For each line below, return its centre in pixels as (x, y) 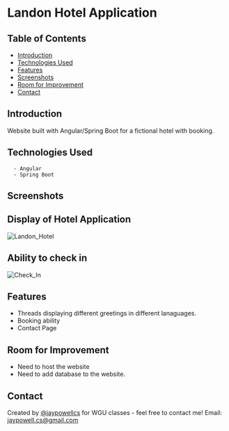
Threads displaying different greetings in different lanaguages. (107, 314)
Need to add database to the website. (71, 374)
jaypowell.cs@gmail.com (43, 420)
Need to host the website (53, 367)
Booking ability (39, 320)
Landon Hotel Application (82, 13)
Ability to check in (47, 258)
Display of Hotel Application (69, 219)
